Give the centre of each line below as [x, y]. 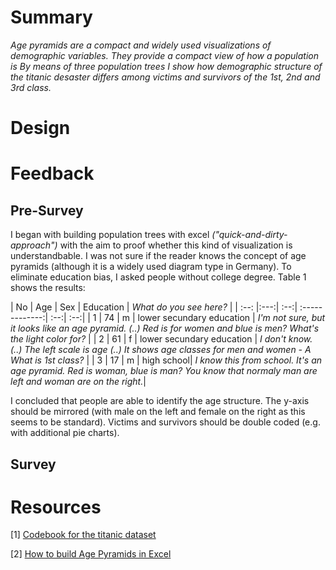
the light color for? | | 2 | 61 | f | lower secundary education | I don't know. [161, 339]
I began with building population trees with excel [110, 235]
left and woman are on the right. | [78, 382]
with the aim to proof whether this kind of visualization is [176, 245]
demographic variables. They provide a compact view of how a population [164, 55]
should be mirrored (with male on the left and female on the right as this [158, 412]
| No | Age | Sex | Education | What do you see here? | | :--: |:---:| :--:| [154, 307]
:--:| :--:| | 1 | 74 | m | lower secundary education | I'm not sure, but [188, 318]
